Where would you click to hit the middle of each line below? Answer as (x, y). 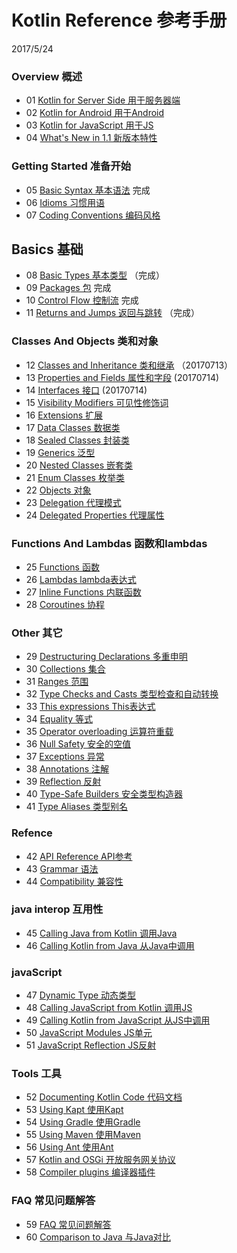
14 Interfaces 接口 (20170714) (86, 390)
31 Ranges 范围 (57, 682)
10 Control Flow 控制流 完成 (82, 300)
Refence (32, 833)
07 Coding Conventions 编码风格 (93, 215)
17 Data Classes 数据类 (73, 427)
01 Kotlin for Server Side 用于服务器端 (103, 100)
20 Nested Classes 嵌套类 (79, 465)
